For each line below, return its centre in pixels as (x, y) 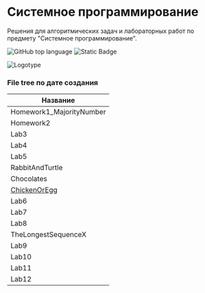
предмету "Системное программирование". (72, 38)
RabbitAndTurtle (37, 167)
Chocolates (29, 179)
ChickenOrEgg (34, 190)
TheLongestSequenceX (49, 235)
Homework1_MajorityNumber (58, 112)
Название (58, 100)
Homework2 (31, 123)
